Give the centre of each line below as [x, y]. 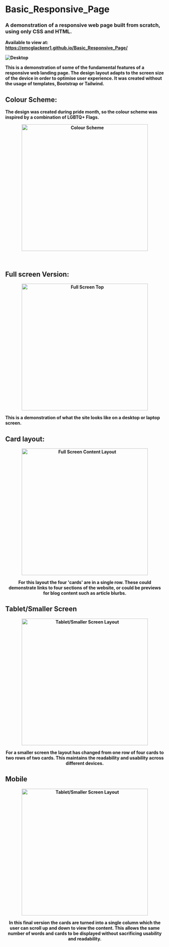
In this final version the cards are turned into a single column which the [85, 922]
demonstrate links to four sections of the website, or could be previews [85, 588]
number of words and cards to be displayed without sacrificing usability [85, 933]
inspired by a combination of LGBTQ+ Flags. [52, 117]
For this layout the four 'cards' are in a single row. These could [85, 582]
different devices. [85, 763]
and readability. [85, 938]
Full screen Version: [37, 274]
